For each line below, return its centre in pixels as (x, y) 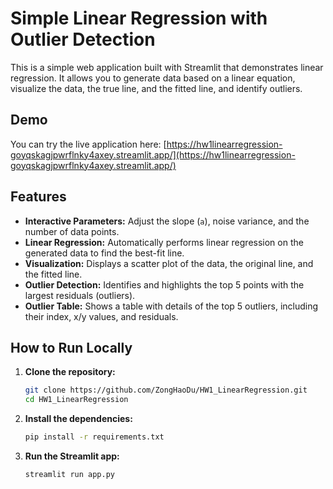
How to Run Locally (71, 347)
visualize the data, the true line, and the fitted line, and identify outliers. (156, 88)
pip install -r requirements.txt (94, 437)
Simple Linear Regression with (139, 18)
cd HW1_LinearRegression (76, 400)
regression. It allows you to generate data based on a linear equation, (153, 78)
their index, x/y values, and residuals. (101, 316)
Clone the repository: (70, 372)
